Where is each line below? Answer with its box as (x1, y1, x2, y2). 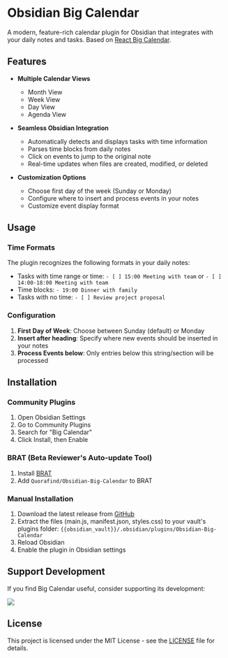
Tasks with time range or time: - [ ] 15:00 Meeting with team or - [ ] (17, 272, 222, 280)
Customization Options (17, 173, 86, 181)
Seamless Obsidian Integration (17, 124, 109, 132)
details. (7, 643, 29, 652)
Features (7, 56, 47, 68)
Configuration (7, 310, 56, 320)
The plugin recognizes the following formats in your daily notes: (7, 259, 190, 267)
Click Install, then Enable (17, 436, 89, 444)
